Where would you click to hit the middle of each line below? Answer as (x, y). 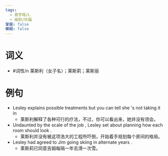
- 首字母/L (20, 15)
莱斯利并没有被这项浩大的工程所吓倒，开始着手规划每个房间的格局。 (91, 136)
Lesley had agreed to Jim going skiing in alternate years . (72, 142)
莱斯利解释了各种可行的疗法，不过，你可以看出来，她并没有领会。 (89, 119)
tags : (11, 10)
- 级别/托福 (21, 19)
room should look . (32, 130)
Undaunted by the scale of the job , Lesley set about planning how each (88, 125)
